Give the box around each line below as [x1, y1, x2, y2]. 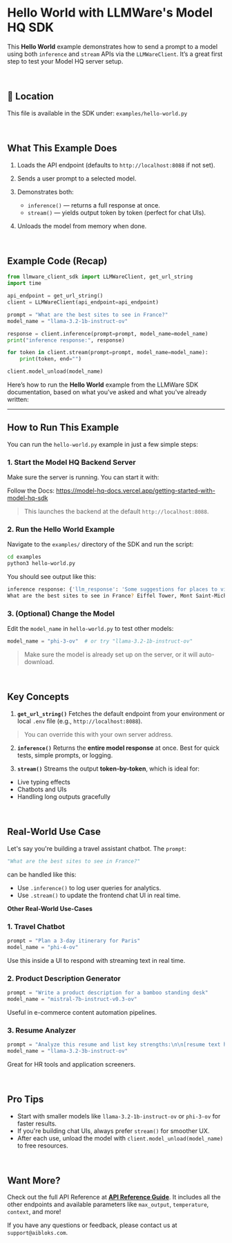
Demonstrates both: [17, 187, 74, 196]
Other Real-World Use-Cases [7, 904, 93, 912]
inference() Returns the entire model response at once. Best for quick [17, 744, 220, 752]
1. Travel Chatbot [7, 921, 66, 931]
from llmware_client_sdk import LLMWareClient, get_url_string [7, 273, 193, 281]
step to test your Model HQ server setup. [7, 57, 124, 65]
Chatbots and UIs [17, 785, 67, 793]
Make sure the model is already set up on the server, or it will [23, 650, 198, 659]
